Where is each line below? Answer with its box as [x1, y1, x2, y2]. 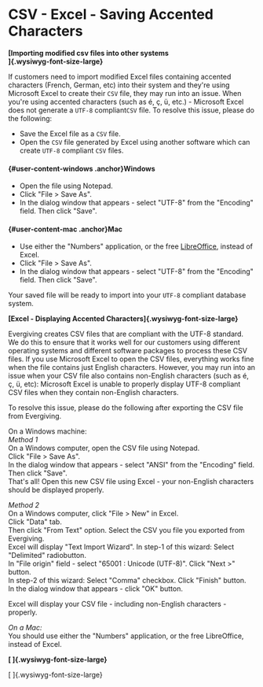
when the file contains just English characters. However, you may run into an [8, 363, 256, 372]
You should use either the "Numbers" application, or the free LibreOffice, [8, 631, 244, 641]
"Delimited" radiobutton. [8, 551, 86, 560]
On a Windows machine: [8, 427, 87, 436]
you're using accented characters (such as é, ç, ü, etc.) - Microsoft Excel [8, 97, 244, 106]
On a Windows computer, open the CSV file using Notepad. [8, 443, 200, 453]
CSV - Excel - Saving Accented [8, 6, 214, 24]
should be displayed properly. [8, 486, 104, 495]
